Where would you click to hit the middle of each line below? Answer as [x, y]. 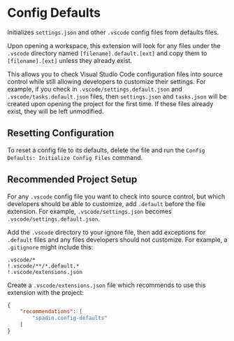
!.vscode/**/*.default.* [43, 266]
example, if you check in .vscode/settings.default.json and [95, 89]
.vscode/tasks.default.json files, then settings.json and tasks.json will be [117, 96]
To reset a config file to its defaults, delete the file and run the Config [106, 150]
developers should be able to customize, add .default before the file [107, 203]
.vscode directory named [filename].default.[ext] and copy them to [107, 53]
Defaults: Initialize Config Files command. [75, 157]
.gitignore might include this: [50, 247]
